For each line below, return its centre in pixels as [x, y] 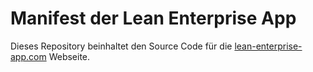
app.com [28, 56]
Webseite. [69, 56]
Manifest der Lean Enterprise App [153, 18]
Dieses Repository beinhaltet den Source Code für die [121, 46]
